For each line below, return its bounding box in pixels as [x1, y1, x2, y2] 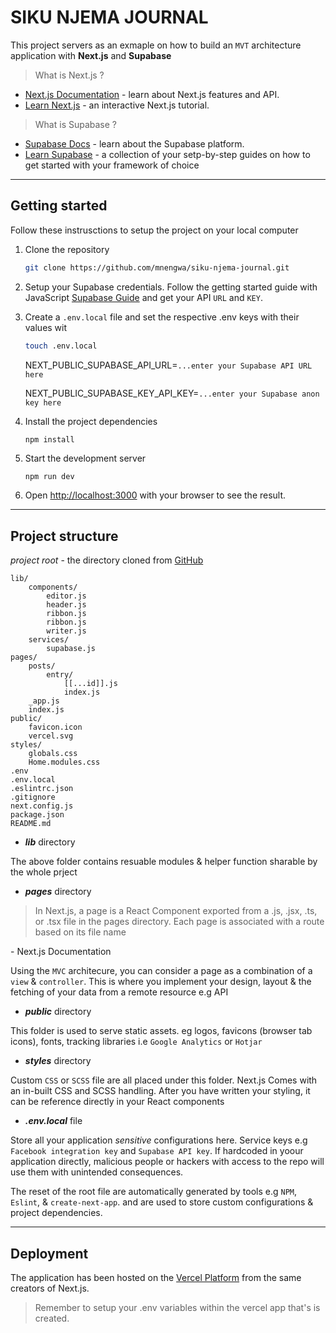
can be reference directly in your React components [10, 1096, 225, 1108]
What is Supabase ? [34, 118, 118, 130]
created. [34, 1312, 70, 1324]
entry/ [46, 670, 74, 680]
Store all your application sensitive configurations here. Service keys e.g [10, 1134, 308, 1146]
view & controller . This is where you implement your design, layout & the [10, 976, 312, 988]
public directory [24, 1006, 92, 1018]
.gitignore [10, 792, 56, 803]
